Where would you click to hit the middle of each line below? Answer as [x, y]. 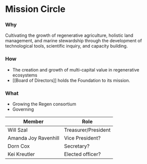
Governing [23, 109]
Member [33, 122]
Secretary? [77, 146]
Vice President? [82, 138]
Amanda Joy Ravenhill [34, 138]
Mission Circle [35, 9]
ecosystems [25, 75]
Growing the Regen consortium [44, 104]
